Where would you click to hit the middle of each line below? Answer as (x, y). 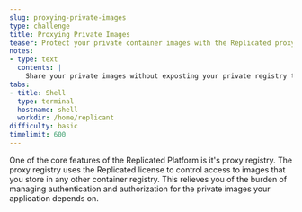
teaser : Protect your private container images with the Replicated (140, 43)
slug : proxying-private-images (68, 18)
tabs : (19, 84)
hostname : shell (48, 110)
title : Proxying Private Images (70, 34)
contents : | (40, 68)
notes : (22, 51)
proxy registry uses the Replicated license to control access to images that (147, 169)
